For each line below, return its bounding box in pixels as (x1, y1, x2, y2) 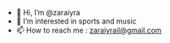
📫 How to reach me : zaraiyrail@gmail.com (15, 25, 162, 35)
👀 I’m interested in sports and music (15, 16, 137, 26)
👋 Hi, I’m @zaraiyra (15, 8, 81, 17)
